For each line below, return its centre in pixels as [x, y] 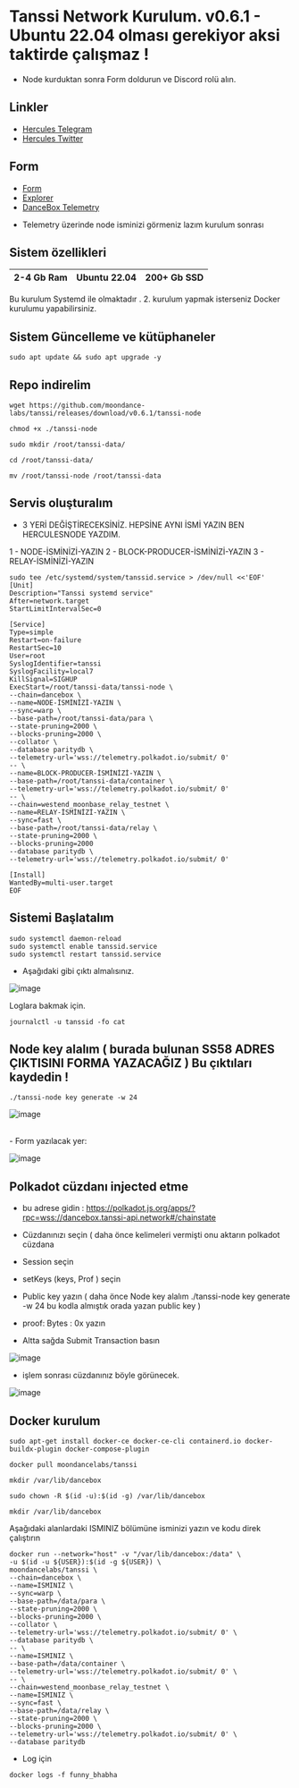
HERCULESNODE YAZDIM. [71, 534]
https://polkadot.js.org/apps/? [141, 1208]
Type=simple [31, 632]
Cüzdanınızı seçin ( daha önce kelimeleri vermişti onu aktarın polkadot [151, 1235]
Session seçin [48, 1262]
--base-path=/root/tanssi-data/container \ [91, 781]
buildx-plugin [36, 1449]
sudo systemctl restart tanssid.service [86, 954]
